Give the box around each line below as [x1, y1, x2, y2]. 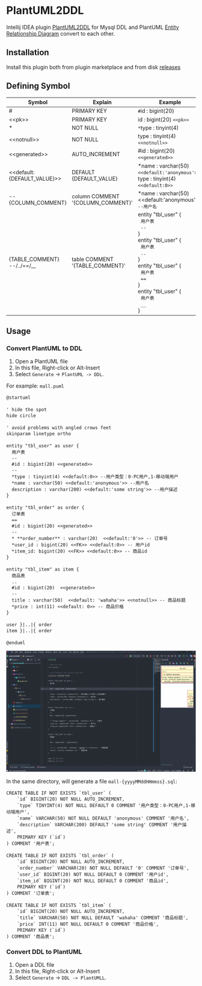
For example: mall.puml [6, 382, 64, 389]
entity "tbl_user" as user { [6, 443, 79, 449]
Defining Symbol [6, 81, 70, 91]
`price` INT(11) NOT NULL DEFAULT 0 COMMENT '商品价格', [17, 922, 159, 928]
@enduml [6, 640, 26, 646]
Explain [93, 99, 112, 106]
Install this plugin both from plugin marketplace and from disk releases [6, 63, 181, 71]
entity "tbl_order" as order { [6, 504, 85, 511]
